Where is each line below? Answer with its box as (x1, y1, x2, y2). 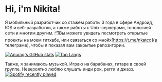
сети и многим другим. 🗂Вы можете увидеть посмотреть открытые (5, 30, 148, 36)
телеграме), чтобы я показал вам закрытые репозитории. (5, 42, 126, 48)
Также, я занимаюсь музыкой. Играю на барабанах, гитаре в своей (5, 61, 146, 66)
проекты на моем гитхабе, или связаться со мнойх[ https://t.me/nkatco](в (5, 37, 157, 43)
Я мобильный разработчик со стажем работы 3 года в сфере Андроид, (5, 19, 154, 25)
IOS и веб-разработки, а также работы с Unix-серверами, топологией (5, 24, 151, 30)
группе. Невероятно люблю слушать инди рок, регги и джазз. (5, 66, 135, 72)
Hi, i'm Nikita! (5, 3, 61, 15)
